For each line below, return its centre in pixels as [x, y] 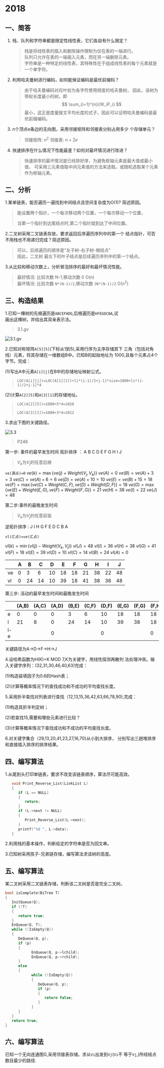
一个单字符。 [37, 69]
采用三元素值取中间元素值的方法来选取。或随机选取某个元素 [98, 167]
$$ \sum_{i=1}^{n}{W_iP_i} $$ [92, 104]
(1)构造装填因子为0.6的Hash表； [37, 676]
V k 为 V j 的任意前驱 [34, 516]
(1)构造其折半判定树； [27, 707]
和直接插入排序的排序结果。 [33, 745]
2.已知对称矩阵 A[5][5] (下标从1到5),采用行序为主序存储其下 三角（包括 [75, 349]
